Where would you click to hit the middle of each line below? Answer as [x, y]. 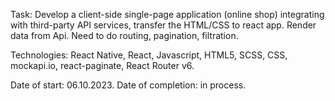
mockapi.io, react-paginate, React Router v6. [102, 65]
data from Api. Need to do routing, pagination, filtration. [124, 35]
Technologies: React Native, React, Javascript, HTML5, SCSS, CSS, [149, 55]
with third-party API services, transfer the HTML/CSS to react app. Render [163, 25]
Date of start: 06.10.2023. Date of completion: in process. [128, 85]
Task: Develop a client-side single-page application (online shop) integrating [167, 14]
